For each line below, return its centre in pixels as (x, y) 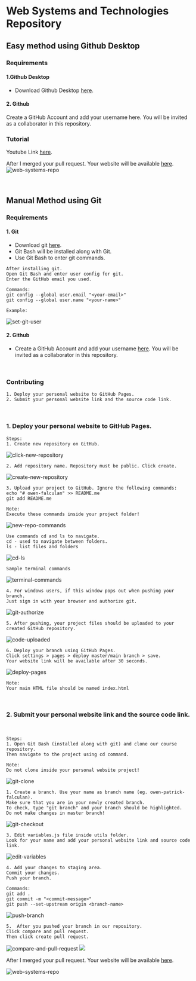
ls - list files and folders (42, 546)
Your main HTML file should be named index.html (68, 688)
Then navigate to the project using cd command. (68, 754)
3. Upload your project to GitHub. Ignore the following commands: (92, 488)
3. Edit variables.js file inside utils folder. (68, 835)
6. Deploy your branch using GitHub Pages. (61, 650)
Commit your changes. (33, 873)
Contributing (25, 382)
